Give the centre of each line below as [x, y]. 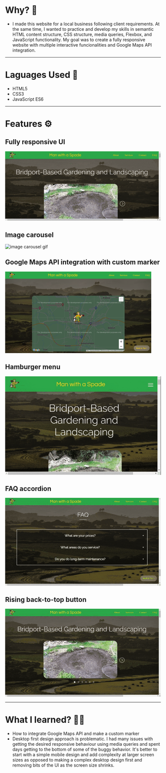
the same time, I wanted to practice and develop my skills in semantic [83, 29]
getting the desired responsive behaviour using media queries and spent [86, 744]
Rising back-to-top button [46, 600]
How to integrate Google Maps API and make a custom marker [76, 733]
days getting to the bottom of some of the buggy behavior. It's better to [85, 749]
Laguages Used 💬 [41, 75]
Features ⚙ [29, 124]
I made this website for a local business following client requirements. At [86, 24]
